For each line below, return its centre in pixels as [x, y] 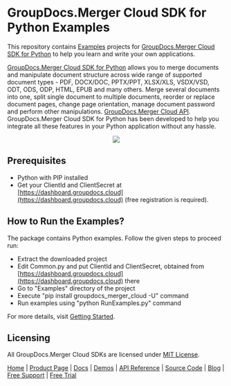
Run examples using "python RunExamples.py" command [99, 303]
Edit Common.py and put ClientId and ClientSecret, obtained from [111, 266]
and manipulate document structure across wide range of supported [105, 75]
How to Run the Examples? [66, 222]
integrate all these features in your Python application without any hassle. [112, 126]
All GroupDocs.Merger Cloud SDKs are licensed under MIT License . [103, 355]
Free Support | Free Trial [42, 376]
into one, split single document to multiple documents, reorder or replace [111, 96]
